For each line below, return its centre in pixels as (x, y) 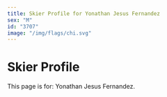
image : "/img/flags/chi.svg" (49, 33)
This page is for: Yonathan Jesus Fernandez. (71, 87)
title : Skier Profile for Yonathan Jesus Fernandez (83, 14)
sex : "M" (20, 20)
